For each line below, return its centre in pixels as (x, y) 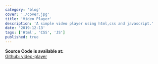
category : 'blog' (23, 10)
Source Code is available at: (34, 51)
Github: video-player (26, 56)
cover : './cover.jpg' (27, 14)
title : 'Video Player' (28, 19)
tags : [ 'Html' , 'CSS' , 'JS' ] (35, 32)
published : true (22, 37)
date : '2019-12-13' (25, 28)
